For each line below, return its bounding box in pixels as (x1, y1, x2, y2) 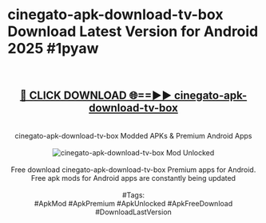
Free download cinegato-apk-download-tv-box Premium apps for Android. (10, 165, 256, 174)
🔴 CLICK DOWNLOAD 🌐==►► (19, 89, 173, 103)
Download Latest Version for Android (7, 22, 259, 41)
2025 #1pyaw (7, 40, 99, 57)
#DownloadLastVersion (94, 207, 173, 217)
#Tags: (121, 190, 145, 200)
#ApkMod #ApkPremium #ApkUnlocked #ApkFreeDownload (34, 198, 233, 208)
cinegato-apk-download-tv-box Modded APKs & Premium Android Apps (14, 131, 252, 140)
